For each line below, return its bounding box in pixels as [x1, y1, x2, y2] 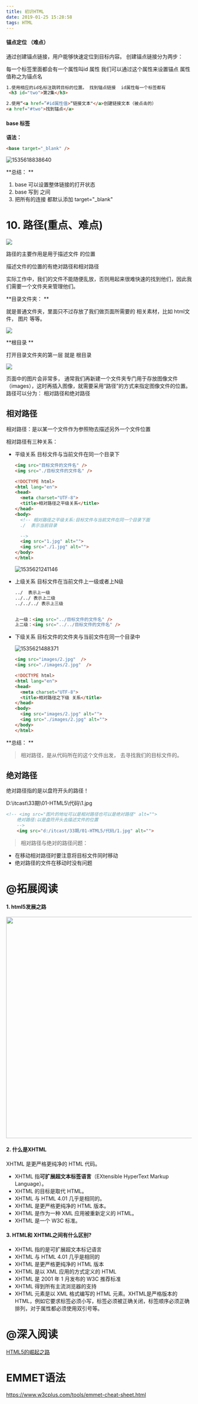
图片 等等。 [17, 315, 45, 322]
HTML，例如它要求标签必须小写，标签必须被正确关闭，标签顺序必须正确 [14, 1297, 190, 1304]
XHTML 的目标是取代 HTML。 [14, 1187, 87, 1194]
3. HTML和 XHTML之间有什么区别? [6, 1232, 92, 1239]
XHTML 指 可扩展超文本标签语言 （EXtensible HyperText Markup [14, 1173, 169, 1180]
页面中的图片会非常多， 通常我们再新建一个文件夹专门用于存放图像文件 [6, 375, 178, 382]
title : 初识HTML [6, 8, 44, 15]
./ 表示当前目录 [20, 522, 58, 528]
